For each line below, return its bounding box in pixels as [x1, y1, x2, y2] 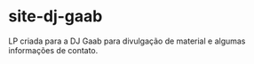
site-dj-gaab [8, 6, 103, 27]
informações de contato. [8, 44, 99, 55]
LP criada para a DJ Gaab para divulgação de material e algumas [8, 36, 246, 46]
